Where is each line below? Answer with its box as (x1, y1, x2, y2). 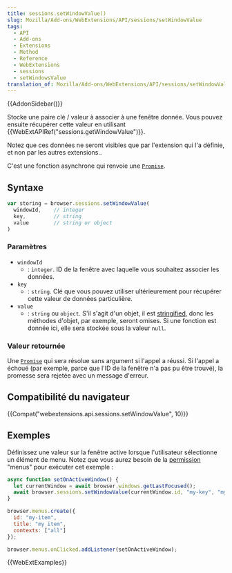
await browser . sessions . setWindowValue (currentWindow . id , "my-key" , (13, 489, 215, 496)
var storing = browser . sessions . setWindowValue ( (7, 200, 150, 207)
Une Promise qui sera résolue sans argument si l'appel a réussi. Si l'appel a (7, 357, 220, 365)
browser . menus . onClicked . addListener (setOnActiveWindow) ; (7, 546, 177, 553)
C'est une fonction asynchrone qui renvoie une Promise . (7, 162, 166, 170)
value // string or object (13, 219, 113, 226)
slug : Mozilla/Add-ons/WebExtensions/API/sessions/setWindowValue (7, 17, 202, 23)
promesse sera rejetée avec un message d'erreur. (7, 371, 149, 380)
